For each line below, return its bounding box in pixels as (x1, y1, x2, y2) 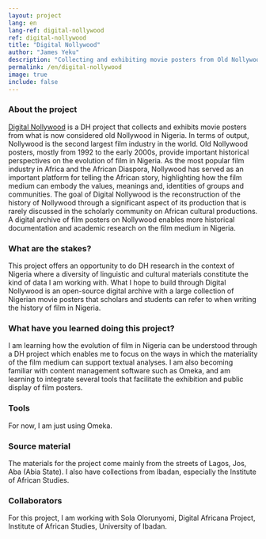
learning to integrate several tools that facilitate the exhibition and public (8, 374, 244, 384)
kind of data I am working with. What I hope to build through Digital (8, 278, 226, 288)
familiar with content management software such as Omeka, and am (8, 366, 231, 376)
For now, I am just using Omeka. (8, 421, 113, 430)
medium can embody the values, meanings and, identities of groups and (8, 181, 244, 190)
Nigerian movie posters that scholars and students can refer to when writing (8, 295, 257, 304)
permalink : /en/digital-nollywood (8, 63, 123, 71)
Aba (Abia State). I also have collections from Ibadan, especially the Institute (8, 467, 257, 476)
